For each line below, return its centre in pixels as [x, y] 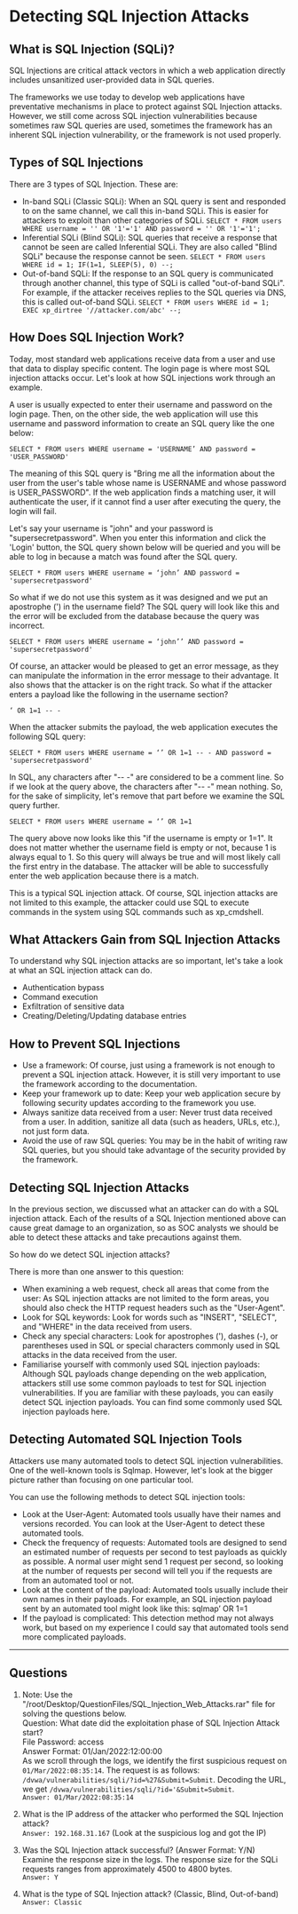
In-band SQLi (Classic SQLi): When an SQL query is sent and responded [154, 201]
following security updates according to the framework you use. [139, 1103]
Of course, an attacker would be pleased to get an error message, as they [144, 666]
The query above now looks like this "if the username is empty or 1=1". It [141, 838]
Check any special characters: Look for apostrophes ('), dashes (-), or [150, 1336]
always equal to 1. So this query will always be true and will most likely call [145, 857]
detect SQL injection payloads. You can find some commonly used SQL [152, 1402]
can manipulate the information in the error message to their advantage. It [144, 675]
